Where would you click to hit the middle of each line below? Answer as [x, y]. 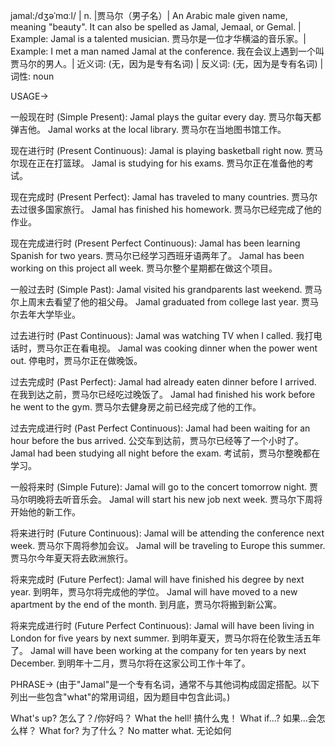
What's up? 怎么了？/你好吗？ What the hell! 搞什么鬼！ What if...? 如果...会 [163, 718]
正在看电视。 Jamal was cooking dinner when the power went [190, 348]
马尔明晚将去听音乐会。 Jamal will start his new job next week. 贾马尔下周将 [166, 499]
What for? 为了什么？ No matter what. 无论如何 [135, 730]
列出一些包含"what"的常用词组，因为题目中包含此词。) [120, 697]
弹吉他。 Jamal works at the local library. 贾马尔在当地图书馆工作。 [148, 129]
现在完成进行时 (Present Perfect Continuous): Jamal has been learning [155, 243]
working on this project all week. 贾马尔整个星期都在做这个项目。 [144, 268]
